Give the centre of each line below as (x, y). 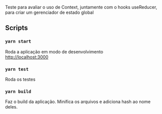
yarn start (18, 41)
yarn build (18, 91)
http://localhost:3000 (27, 57)
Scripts (17, 28)
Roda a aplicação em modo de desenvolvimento (54, 52)
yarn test (17, 69)
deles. (11, 107)
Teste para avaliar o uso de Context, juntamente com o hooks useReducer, (81, 7)
